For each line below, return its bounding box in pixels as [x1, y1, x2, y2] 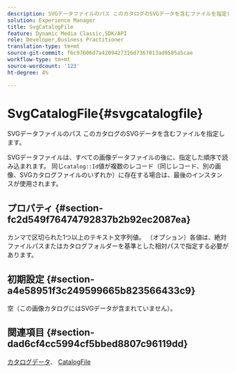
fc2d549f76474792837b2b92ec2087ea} [7, 214, 191, 225]
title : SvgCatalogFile [7, 23, 74, 30]
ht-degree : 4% [7, 69, 49, 76]
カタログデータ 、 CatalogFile [7, 358, 91, 366]
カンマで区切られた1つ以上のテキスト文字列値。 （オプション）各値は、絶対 [7, 233, 227, 242]
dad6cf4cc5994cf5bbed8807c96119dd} [7, 338, 188, 350]
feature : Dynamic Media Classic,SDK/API [7, 30, 128, 37]
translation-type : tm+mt [7, 43, 80, 50]
